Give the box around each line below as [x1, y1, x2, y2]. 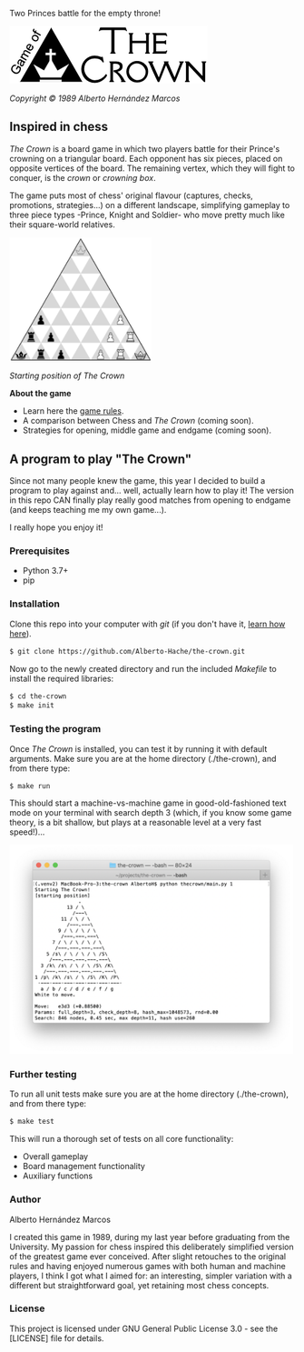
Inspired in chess [9, 119, 109, 135]
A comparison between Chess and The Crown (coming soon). [22, 416, 254, 426]
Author [9, 1193, 42, 1206]
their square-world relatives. [9, 218, 115, 230]
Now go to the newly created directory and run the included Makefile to [9, 663, 277, 674]
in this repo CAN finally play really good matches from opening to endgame [9, 495, 291, 506]
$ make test [9, 1117, 54, 1127]
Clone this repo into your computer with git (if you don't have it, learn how [9, 618, 286, 629]
